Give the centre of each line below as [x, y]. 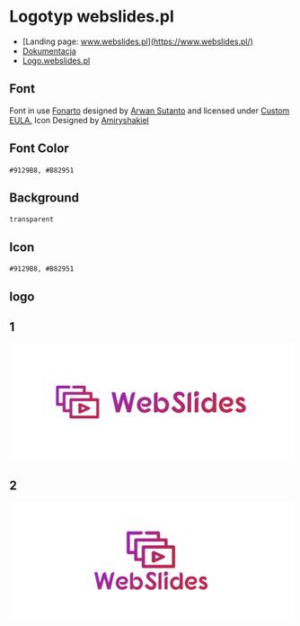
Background [44, 197]
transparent [31, 219]
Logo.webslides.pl [56, 60]
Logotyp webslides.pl [92, 17]
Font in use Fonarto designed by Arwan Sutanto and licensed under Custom [150, 111]
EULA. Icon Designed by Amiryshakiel [79, 120]
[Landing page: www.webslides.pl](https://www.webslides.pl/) [138, 41]
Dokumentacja [49, 50]
